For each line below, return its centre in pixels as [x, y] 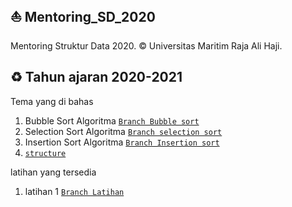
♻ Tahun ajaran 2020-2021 [96, 77]
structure [45, 153]
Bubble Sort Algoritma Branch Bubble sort [112, 120]
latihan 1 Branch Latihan [74, 191]
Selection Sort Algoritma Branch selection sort [123, 131]
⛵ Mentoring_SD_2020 [83, 17]
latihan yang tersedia [53, 172]
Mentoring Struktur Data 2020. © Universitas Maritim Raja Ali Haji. [146, 45]
